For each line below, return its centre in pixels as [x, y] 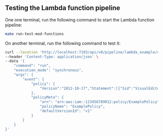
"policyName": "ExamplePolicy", [72, 107]
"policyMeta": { [47, 97]
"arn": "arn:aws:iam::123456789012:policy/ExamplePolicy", [100, 102]
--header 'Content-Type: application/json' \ [52, 57]
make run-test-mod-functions [34, 34]
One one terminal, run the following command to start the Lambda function [80, 19]
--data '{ [15, 61]
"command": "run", [32, 66]
